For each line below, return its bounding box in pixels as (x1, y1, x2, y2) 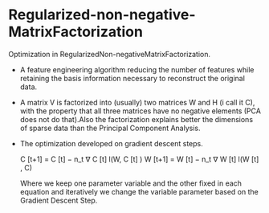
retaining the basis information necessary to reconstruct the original (19, 73, 245, 83)
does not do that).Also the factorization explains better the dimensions (19, 114, 254, 124)
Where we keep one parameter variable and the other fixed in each (19, 178, 243, 188)
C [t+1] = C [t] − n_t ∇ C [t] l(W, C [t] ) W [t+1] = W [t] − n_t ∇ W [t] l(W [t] (19, 154, 259, 164)
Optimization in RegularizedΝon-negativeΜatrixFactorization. (8, 49, 211, 59)
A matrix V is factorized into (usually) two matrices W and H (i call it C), (19, 97, 255, 107)
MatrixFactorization (8, 23, 143, 41)
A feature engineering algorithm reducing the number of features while (19, 64, 255, 74)
